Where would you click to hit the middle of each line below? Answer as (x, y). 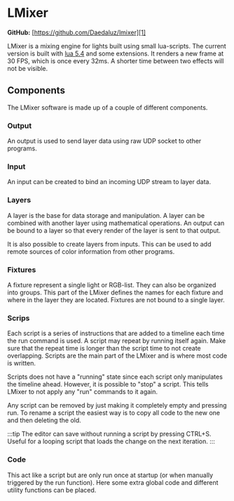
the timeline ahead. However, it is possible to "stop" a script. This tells (108, 384)
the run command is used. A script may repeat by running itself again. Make (117, 341)
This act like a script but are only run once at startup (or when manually (110, 475)
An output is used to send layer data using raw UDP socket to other (104, 141)
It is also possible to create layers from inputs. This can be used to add (109, 244)
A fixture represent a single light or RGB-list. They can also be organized (112, 285)
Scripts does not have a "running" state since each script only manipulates (115, 377)
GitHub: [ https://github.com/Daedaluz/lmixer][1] (76, 32)
